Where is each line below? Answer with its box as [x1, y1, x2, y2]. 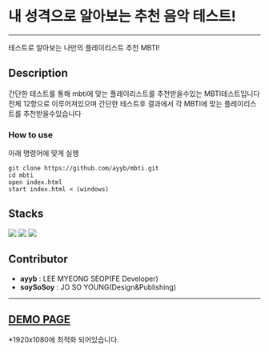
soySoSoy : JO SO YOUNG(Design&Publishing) [19, 282, 177, 292]
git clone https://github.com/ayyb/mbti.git [8, 165, 159, 173]
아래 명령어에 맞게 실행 [8, 149, 79, 158]
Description [8, 66, 68, 80]
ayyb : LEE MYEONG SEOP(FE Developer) [19, 274, 159, 283]
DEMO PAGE [8, 313, 70, 326]
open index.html [8, 178, 62, 186]
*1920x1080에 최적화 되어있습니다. [8, 335, 120, 345]
